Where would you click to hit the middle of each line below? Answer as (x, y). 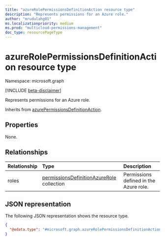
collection (53, 183)
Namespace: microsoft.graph (35, 81)
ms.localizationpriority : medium (39, 23)
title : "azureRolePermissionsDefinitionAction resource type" (70, 10)
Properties (22, 125)
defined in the (139, 181)
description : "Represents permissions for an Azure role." (67, 14)
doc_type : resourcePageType (34, 32)
